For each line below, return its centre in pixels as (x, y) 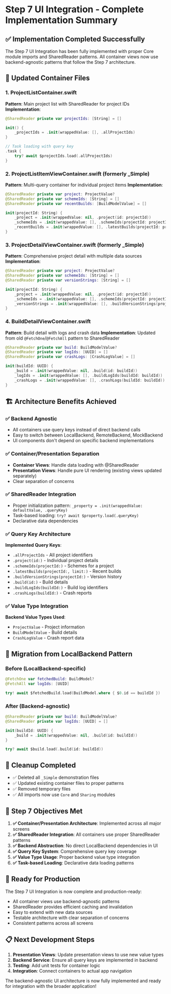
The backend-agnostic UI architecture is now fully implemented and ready (83, 981)
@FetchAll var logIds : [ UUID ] (37, 684)
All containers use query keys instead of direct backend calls (77, 430)
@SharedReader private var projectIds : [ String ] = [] (64, 118)
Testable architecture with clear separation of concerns (71, 917)
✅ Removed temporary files (41, 789)
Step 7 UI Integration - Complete (75, 9)
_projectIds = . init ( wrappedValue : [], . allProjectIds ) (75, 133)
